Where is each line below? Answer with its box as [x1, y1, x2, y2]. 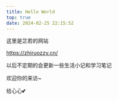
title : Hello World [6, 8, 55, 15]
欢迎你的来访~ [6, 75, 42, 82]
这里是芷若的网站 [6, 37, 49, 45]
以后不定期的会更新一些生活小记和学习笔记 [6, 61, 112, 69]
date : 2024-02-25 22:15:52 [6, 20, 74, 26]
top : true [6, 14, 31, 20]
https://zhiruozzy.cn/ [6, 49, 58, 57]
